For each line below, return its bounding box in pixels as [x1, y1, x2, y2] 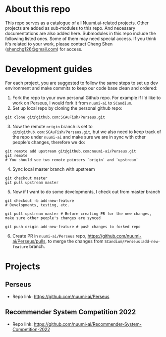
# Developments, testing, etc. [5, 202, 70, 207]
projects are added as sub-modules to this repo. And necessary [5, 25, 135, 31]
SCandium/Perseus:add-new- [104, 239, 160, 244]
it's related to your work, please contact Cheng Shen [5, 41, 113, 47]
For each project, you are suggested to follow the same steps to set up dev [5, 80, 159, 86]
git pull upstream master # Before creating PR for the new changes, [5, 211, 152, 216]
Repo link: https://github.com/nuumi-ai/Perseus [12, 293, 110, 299]
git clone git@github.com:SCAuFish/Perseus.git [5, 115, 106, 120]
